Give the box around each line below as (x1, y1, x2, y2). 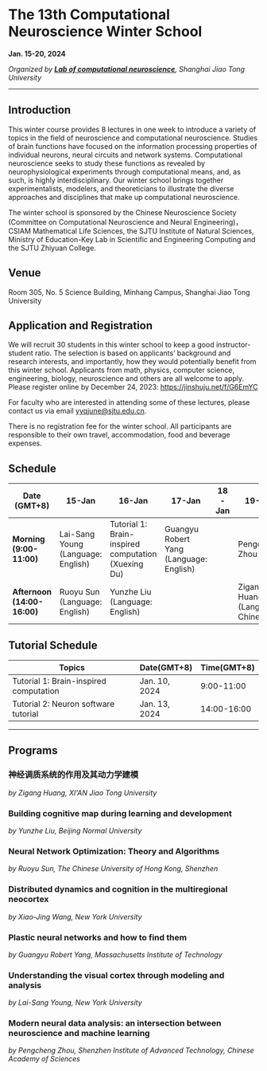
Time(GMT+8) (199, 662, 255, 673)
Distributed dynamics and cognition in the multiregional (8, 884, 228, 895)
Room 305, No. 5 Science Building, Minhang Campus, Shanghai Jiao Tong (8, 287, 250, 296)
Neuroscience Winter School (8, 22, 203, 41)
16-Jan (118, 496, 149, 507)
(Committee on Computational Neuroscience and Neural (8, 217, 192, 226)
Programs (8, 743, 58, 758)
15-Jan (66, 496, 96, 507)
